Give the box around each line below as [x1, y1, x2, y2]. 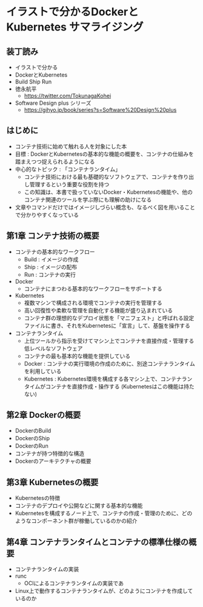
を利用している [24, 367, 62, 374]
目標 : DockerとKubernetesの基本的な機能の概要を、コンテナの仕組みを [15, 150, 194, 158]
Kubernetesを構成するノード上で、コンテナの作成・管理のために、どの [15, 510, 193, 517]
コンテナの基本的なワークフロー [15, 248, 95, 255]
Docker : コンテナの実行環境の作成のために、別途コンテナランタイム [24, 360, 196, 367]
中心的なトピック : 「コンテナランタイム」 [15, 165, 121, 173]
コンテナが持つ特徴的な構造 [15, 450, 85, 457]
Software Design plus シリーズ [15, 99, 92, 107]
